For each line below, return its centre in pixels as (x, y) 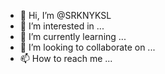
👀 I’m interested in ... (62, 26)
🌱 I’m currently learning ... (73, 36)
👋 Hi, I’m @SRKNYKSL (65, 15)
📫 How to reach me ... (66, 58)
